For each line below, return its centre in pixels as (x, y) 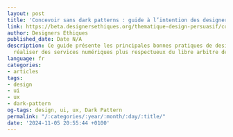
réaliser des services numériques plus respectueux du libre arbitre (116, 53)
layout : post (26, 13)
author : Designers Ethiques (48, 33)
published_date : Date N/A (44, 39)
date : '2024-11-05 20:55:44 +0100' (59, 123)
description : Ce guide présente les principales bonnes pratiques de (110, 46)
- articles (23, 71)
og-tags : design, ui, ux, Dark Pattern (65, 110)
